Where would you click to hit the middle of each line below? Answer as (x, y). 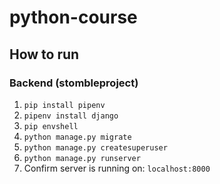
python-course (73, 17)
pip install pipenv (64, 105)
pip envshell (51, 126)
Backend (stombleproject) (74, 83)
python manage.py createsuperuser (95, 147)
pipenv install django (71, 116)
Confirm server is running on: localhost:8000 (117, 168)
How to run (44, 54)
